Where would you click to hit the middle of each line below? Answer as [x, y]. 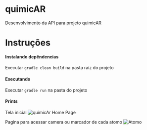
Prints [12, 101]
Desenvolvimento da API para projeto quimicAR [53, 23]
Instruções [28, 43]
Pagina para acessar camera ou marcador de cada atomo [64, 122]
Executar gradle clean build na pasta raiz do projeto [59, 68]
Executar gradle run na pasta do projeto [46, 90]
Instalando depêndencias [32, 57]
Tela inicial [16, 112]
